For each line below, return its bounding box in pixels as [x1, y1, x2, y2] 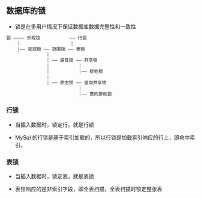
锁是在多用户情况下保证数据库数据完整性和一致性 [14, 23, 136, 30]
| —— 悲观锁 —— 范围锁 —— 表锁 [17, 46, 85, 52]
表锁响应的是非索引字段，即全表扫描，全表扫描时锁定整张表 [14, 185, 163, 193]
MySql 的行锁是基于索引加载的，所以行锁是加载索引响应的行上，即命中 [14, 134, 190, 141]
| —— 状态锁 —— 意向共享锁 [46, 79, 107, 85]
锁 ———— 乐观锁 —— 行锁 [6, 35, 87, 41]
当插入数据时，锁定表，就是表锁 [14, 173, 94, 180]
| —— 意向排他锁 [79, 91, 112, 97]
